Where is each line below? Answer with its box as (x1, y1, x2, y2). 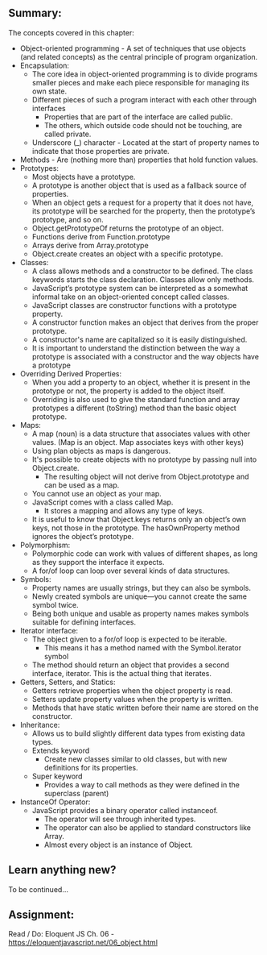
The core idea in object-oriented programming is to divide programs (31, 69, 258, 79)
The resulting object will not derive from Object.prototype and (43, 471, 249, 481)
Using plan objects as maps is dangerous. (31, 446, 171, 455)
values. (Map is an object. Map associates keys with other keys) (31, 437, 244, 446)
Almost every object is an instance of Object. (43, 840, 193, 849)
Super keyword (31, 771, 83, 781)
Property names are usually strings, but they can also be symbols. (31, 583, 252, 592)
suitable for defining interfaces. (31, 617, 137, 627)
